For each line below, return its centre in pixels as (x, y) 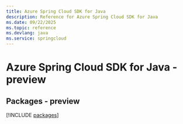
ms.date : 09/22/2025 (31, 22)
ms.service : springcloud (36, 38)
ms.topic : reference (31, 28)
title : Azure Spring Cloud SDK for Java (56, 11)
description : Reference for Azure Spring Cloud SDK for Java (82, 17)
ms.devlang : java (27, 33)
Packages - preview (43, 101)
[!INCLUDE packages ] (32, 115)
